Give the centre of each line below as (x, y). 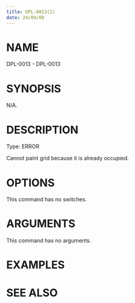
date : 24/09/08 (25, 18)
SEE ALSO (32, 292)
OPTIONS (31, 183)
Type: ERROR (23, 146)
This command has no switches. (47, 200)
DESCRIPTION (42, 130)
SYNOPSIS (34, 89)
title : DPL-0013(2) (31, 12)
